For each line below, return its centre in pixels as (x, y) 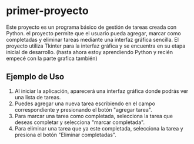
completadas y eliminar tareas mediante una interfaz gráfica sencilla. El (93, 39)
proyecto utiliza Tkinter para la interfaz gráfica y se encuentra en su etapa (96, 46)
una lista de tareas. (38, 97)
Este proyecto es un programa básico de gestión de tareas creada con (91, 27)
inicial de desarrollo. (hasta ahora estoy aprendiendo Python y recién (90, 52)
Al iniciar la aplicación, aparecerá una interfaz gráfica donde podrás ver (101, 91)
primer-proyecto (48, 11)
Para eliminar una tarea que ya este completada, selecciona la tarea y (99, 128)
